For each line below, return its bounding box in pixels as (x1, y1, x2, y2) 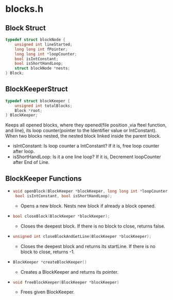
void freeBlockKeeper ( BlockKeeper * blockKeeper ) (12, 279, 119, 285)
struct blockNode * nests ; (14, 66, 71, 71)
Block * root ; (14, 108, 43, 113)
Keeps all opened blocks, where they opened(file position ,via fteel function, (5, 122, 167, 128)
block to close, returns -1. (20, 249, 75, 255)
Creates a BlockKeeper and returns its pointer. (20, 269, 119, 275)
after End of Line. (12, 159, 50, 165)
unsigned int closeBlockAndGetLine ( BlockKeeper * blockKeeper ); (12, 234, 152, 239)
